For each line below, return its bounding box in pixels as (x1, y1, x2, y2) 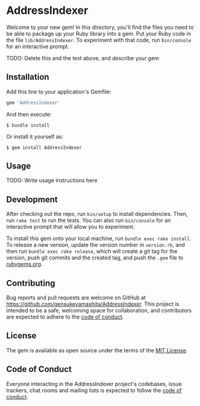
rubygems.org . (6, 261, 43, 268)
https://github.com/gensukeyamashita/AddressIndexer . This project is (6, 300, 180, 308)
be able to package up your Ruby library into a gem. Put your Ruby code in (6, 30, 192, 37)
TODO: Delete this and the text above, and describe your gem (6, 54, 160, 62)
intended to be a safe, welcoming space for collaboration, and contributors (6, 307, 192, 314)
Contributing (6, 278, 55, 288)
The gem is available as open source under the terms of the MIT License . (6, 346, 188, 354)
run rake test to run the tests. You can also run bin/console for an (6, 217, 171, 224)
